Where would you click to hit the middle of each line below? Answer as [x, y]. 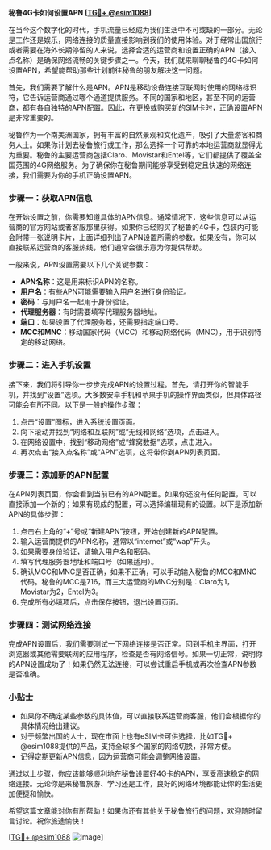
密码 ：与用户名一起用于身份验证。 [77, 302]
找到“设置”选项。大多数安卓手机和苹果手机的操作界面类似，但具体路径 [146, 394]
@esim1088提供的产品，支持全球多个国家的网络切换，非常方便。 [127, 747]
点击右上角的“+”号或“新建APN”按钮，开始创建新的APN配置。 [121, 531]
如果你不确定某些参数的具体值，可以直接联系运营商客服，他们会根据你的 [140, 716]
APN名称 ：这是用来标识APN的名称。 [81, 282]
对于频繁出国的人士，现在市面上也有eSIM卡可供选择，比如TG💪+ [126, 736]
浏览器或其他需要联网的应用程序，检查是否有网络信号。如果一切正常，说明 [132, 654]
